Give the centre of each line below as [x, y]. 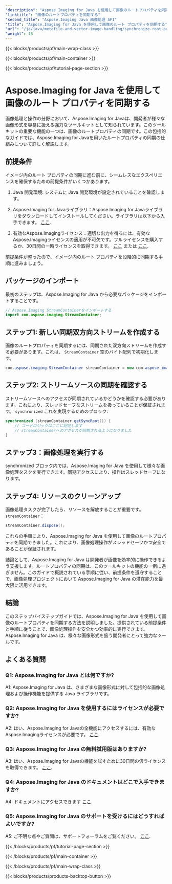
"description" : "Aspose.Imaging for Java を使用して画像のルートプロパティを [83, 10]
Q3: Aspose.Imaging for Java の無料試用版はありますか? [76, 749]
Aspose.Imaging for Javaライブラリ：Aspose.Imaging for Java [79, 209]
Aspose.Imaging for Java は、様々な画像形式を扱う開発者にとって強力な [81, 635]
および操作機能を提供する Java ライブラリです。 [60, 694]
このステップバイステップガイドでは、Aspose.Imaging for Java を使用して [84, 616]
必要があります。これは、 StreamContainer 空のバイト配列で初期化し [82, 352]
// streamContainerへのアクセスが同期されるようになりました [73, 430]
